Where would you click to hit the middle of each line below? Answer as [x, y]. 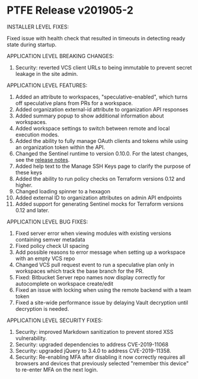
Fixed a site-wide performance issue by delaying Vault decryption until [102, 302]
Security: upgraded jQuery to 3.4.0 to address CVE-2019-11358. [93, 351]
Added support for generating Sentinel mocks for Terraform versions [99, 204]
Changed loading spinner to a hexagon [63, 191]
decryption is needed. [42, 308]
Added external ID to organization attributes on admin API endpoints [99, 198]
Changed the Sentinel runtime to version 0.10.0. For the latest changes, [102, 153]
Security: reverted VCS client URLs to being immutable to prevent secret [103, 67]
